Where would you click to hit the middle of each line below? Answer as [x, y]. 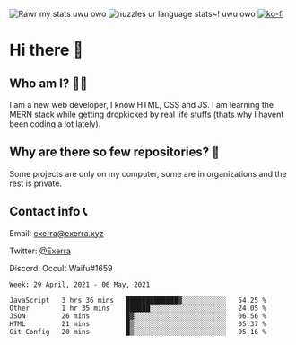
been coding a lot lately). [55, 124]
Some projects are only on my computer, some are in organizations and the [148, 173]
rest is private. [36, 183]
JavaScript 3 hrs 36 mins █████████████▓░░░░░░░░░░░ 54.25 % [138, 300]
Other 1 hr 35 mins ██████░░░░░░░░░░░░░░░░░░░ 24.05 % [138, 308]
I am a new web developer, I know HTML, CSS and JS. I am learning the [142, 105]
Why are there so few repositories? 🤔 [114, 152]
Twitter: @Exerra [40, 251]
